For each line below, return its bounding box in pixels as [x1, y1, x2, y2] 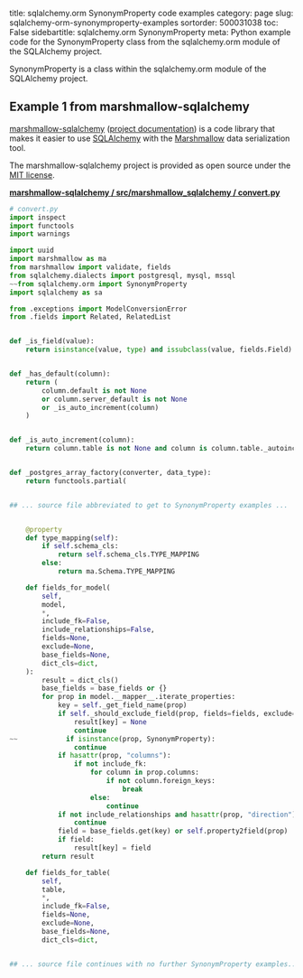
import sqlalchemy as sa [9, 288, 103, 297]
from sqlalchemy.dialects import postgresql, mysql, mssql [9, 271, 236, 280]
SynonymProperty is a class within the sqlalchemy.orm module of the [9, 63, 267, 74]
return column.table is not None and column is [25, 444, 207, 453]
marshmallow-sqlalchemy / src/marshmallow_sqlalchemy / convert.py [9, 187, 280, 198]
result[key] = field [73, 843, 151, 852]
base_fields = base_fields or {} [41, 684, 168, 694]
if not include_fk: [73, 759, 147, 768]
